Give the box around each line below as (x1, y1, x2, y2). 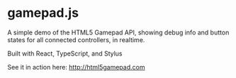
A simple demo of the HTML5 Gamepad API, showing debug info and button (7, 28, 230, 37)
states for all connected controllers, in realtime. (7, 35, 145, 44)
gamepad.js (7, 5, 79, 21)
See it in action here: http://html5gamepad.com (7, 63, 145, 71)
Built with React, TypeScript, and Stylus (7, 49, 123, 58)
